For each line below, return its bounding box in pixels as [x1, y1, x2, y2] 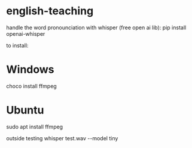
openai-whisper [6, 30, 45, 37]
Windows [6, 63, 54, 76]
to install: [6, 42, 29, 49]
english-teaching [6, 4, 94, 18]
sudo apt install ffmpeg [6, 123, 63, 130]
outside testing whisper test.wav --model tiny [6, 134, 118, 141]
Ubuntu [6, 103, 44, 117]
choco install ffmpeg [6, 82, 57, 90]
